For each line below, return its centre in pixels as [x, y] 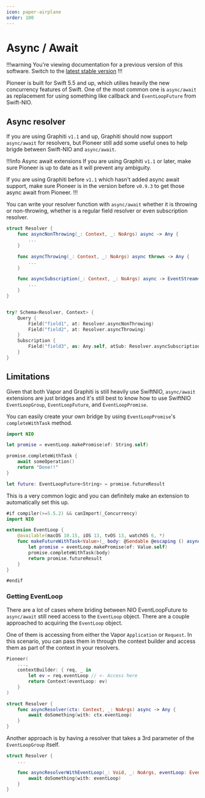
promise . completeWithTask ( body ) [70, 553]
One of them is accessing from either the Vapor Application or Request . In [99, 634]
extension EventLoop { [35, 530]
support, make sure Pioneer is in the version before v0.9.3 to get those [95, 186]
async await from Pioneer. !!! [42, 192]
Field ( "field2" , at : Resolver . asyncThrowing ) [87, 329]
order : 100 [20, 18]
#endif [15, 581]
